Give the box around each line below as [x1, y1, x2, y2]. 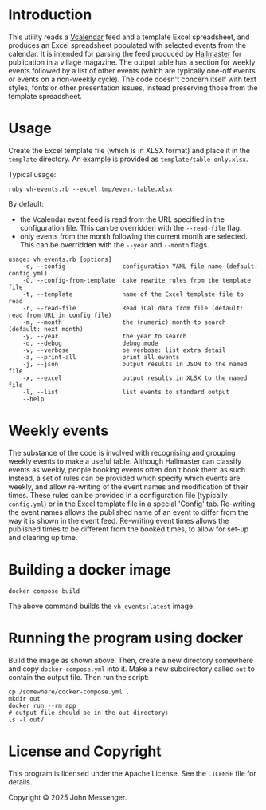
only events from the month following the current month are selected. [19, 231, 248, 241]
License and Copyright [8, 742, 162, 760]
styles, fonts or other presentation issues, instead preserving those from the [8, 82, 258, 93]
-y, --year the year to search [22, 332, 187, 340]
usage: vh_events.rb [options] [8, 255, 112, 263]
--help [22, 395, 45, 403]
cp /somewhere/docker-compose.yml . [8, 688, 130, 696]
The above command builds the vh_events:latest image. [8, 601, 195, 610]
